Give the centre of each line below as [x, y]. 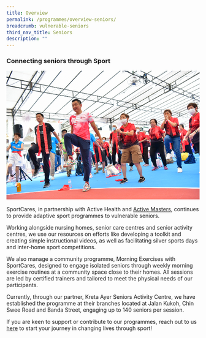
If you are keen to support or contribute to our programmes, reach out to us [102, 322]
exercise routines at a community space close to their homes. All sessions [100, 272]
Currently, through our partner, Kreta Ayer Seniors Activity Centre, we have [101, 297]
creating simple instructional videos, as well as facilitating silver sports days [102, 241]
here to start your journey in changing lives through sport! [79, 328]
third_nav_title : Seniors [39, 32]
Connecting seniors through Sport [59, 61]
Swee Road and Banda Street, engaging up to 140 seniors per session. [95, 310]
